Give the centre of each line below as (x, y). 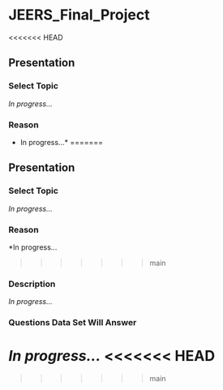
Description (32, 284)
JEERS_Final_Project (79, 15)
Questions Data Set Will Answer (73, 323)
